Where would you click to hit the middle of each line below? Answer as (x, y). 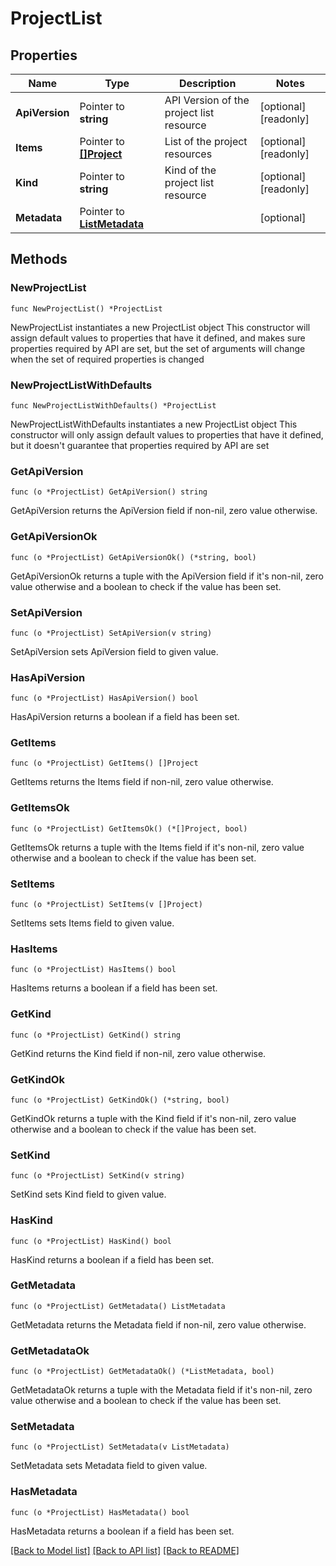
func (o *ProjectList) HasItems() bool (93, 970)
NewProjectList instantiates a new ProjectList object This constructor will (160, 327)
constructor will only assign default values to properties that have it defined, (167, 434)
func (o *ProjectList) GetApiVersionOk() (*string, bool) (133, 557)
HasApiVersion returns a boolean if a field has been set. (125, 717)
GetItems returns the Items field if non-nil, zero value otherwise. (142, 782)
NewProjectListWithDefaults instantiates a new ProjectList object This (154, 424)
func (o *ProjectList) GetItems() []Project (104, 763)
